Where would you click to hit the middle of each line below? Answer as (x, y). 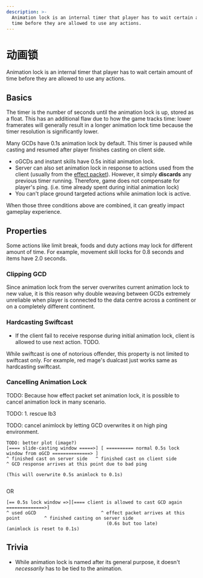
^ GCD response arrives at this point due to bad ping (77, 464)
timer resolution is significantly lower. (53, 131)
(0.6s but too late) (132, 523)
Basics (19, 98)
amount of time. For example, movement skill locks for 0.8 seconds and (95, 251)
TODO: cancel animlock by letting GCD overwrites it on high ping (87, 425)
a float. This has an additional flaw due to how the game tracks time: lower (99, 119)
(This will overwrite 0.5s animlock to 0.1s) (64, 474)
